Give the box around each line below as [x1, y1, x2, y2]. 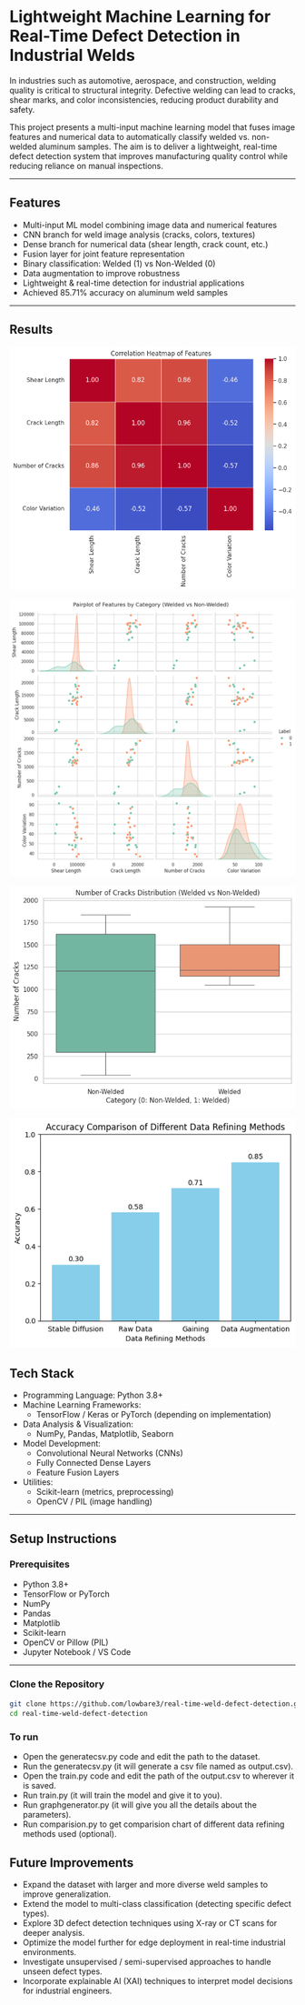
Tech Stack [9, 1366, 74, 1381]
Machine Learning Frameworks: [22, 1399, 142, 1410]
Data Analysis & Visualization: [22, 1419, 134, 1429]
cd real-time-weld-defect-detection [9, 1709, 148, 1719]
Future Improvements [9, 1855, 134, 1870]
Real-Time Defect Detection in [9, 25, 241, 46]
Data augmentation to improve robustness [22, 267, 181, 278]
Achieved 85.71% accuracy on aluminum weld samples [22, 286, 229, 297]
